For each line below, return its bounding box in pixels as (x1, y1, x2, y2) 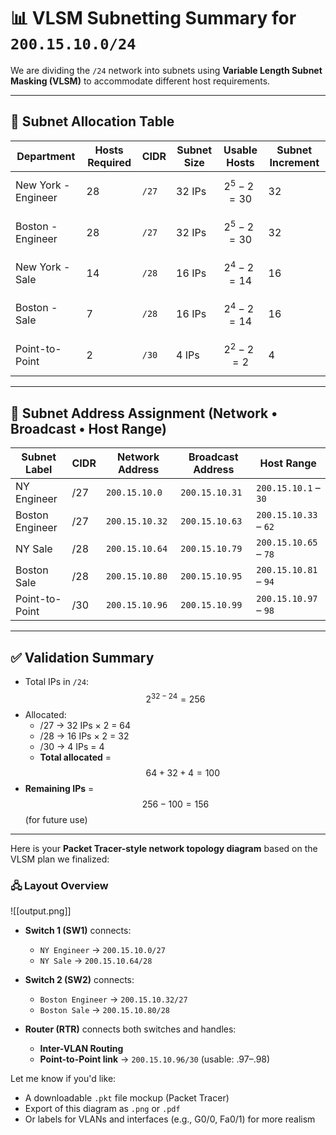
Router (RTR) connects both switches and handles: (24, 1023, 237, 1035)
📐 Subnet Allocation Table (10, 113, 175, 130)
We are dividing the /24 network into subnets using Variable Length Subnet (10, 64, 323, 76)
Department (16, 149, 76, 163)
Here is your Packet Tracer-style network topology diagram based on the (10, 842, 318, 854)
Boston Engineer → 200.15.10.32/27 (39, 993, 188, 1005)
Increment (269, 155, 320, 169)
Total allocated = (39, 751, 112, 763)
